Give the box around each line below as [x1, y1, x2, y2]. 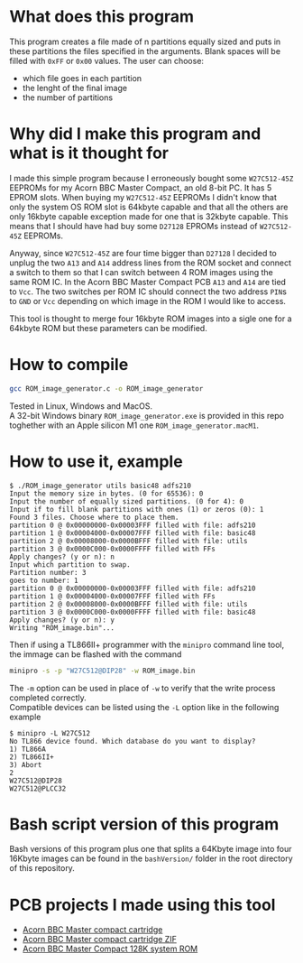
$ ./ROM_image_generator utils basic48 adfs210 [9, 481, 192, 490]
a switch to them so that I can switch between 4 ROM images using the [9, 266, 273, 277]
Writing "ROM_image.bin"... [9, 623, 115, 633]
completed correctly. [9, 692, 87, 703]
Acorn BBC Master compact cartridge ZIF [22, 934, 178, 945]
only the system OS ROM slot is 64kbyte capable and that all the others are [9, 201, 289, 212]
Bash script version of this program [9, 814, 280, 834]
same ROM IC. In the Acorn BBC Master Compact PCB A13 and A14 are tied [9, 276, 287, 287]
